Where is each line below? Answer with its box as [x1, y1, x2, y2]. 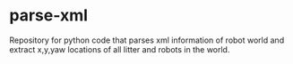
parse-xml [9, 5, 88, 26]
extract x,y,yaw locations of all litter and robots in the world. [9, 44, 230, 54]
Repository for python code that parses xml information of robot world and [9, 35, 285, 45]
